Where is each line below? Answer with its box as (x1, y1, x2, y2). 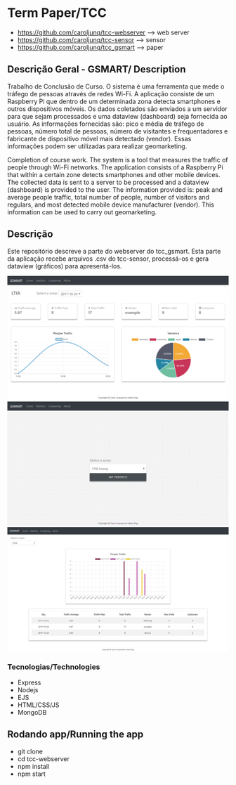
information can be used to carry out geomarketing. (7, 207, 157, 216)
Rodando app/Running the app (7, 729, 144, 741)
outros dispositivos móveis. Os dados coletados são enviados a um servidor (7, 104, 228, 113)
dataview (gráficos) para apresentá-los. (7, 261, 122, 270)
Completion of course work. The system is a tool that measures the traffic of (7, 155, 228, 164)
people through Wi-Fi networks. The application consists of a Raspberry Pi (7, 163, 223, 171)
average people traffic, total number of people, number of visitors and (7, 193, 209, 201)
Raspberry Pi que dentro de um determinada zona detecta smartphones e (7, 97, 221, 105)
